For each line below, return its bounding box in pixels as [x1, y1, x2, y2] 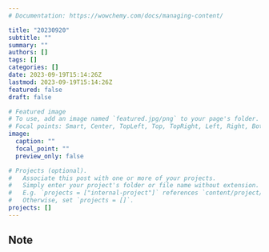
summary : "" [8, 41, 48, 49]
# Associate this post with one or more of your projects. [8, 174, 217, 182]
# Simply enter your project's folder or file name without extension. [8, 182, 260, 190]
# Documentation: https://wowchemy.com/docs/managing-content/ [8, 11, 224, 20]
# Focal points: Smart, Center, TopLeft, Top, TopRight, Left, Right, [8, 122, 249, 130]
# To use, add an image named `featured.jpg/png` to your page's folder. [8, 115, 260, 123]
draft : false [8, 93, 52, 101]
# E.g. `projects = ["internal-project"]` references [8, 189, 199, 197]
